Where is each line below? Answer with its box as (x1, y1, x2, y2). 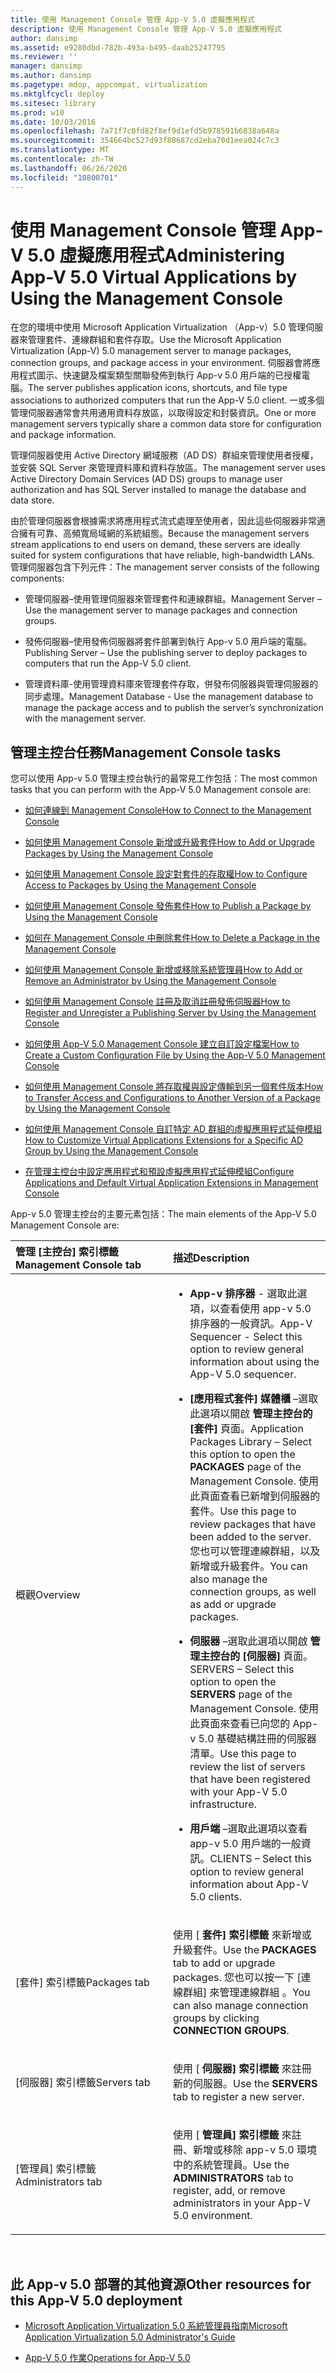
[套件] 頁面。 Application (189, 1422, 304, 1436)
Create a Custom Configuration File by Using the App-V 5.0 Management (24, 1049, 326, 1061)
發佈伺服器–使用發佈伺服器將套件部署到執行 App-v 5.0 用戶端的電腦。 (24, 636, 313, 648)
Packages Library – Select (189, 1435, 312, 1449)
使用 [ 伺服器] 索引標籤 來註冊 (173, 2062, 312, 2076)
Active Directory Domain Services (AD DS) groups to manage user (10, 473, 283, 485)
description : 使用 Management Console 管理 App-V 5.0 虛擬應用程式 (10, 24, 282, 34)
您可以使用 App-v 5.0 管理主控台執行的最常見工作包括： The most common (10, 772, 318, 785)
